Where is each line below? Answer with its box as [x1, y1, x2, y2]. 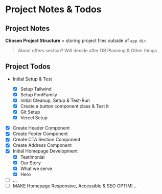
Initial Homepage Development [12, 148, 78, 154]
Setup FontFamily [20, 91, 57, 98]
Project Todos [5, 62, 51, 71]
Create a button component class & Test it [20, 103, 109, 109]
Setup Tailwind [20, 85, 52, 92]
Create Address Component [12, 142, 72, 148]
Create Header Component [12, 125, 70, 131]
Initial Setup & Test [12, 76, 52, 82]
